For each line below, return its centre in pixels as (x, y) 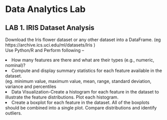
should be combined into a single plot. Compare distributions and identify (81, 108)
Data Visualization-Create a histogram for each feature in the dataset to (86, 92)
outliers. (14, 113)
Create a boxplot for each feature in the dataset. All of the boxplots (80, 102)
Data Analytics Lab (45, 9)
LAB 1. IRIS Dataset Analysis (50, 28)
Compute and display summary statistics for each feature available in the (87, 70)
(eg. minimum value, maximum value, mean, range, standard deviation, (78, 81)
